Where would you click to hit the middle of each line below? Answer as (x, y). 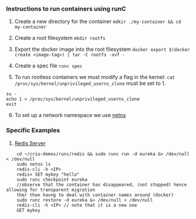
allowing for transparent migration (51, 190)
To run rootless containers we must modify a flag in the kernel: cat (95, 77)
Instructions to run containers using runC (66, 9)
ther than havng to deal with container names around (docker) (95, 195)
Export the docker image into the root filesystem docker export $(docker (102, 49)
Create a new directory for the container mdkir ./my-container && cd (98, 22)
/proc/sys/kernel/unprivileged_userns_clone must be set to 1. (90, 83)
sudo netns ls (34, 164)
